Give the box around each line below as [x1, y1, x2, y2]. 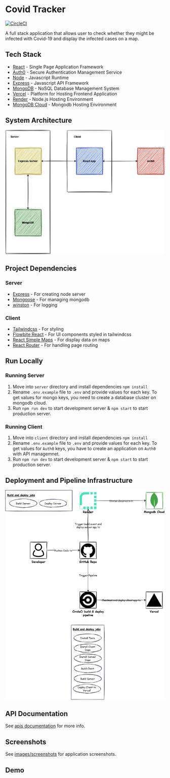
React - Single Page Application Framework [12, 63, 104, 69]
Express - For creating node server [12, 291, 86, 297]
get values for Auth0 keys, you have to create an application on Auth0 [12, 445, 156, 451]
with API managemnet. [12, 450, 60, 457]
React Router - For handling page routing [12, 342, 98, 348]
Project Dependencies [5, 264, 77, 273]
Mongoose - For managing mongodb [12, 296, 90, 302]
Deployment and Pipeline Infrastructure [5, 476, 133, 485]
